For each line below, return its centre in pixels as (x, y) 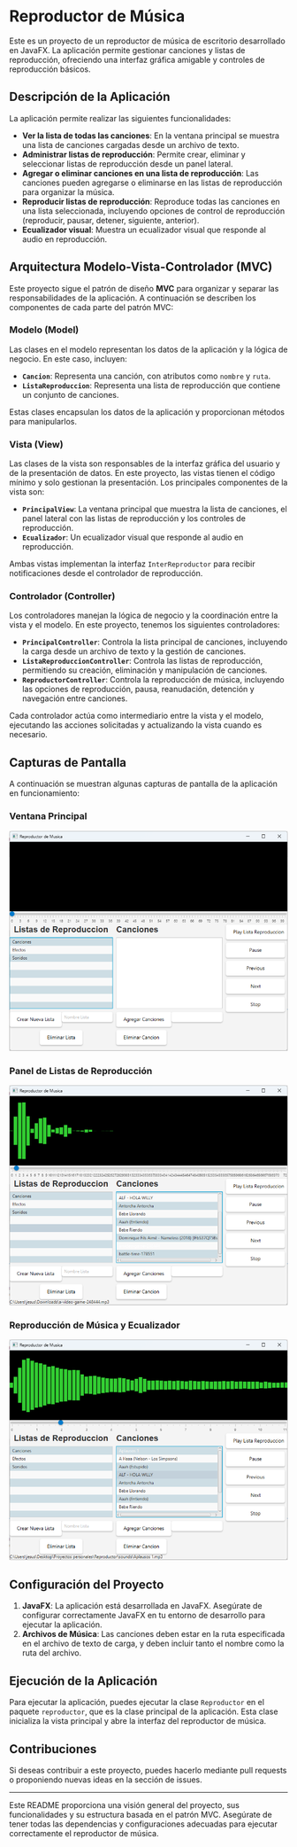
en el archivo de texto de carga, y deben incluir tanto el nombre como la (153, 1644)
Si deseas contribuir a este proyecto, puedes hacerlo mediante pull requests (148, 1771)
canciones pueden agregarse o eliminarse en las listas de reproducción (152, 183)
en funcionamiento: (44, 793)
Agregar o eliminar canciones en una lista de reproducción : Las (140, 173)
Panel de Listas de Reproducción (81, 1071)
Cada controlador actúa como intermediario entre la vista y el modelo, (137, 716)
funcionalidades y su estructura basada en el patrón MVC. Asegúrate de (141, 1815)
